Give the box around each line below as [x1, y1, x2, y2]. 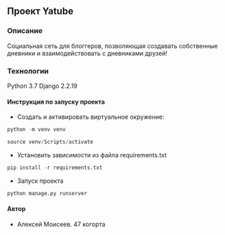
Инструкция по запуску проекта [7, 98, 105, 106]
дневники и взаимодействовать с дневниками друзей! [7, 49, 168, 57]
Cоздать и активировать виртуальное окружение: [16, 113, 165, 121]
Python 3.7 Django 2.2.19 [7, 82, 78, 90]
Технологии [7, 66, 49, 76]
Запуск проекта [16, 177, 64, 185]
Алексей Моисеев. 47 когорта [16, 220, 106, 228]
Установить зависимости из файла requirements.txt [16, 150, 167, 159]
